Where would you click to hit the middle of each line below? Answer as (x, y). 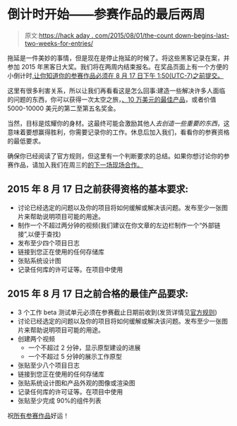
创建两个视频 (36, 338)
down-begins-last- (202, 35)
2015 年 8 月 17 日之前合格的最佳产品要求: (98, 294)
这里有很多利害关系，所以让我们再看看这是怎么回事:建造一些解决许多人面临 (116, 90)
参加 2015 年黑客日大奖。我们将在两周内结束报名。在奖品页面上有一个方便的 (118, 66)
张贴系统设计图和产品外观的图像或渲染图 (76, 383)
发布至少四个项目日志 (48, 243)
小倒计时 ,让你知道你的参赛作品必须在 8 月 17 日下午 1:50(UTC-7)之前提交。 (116, 76)
